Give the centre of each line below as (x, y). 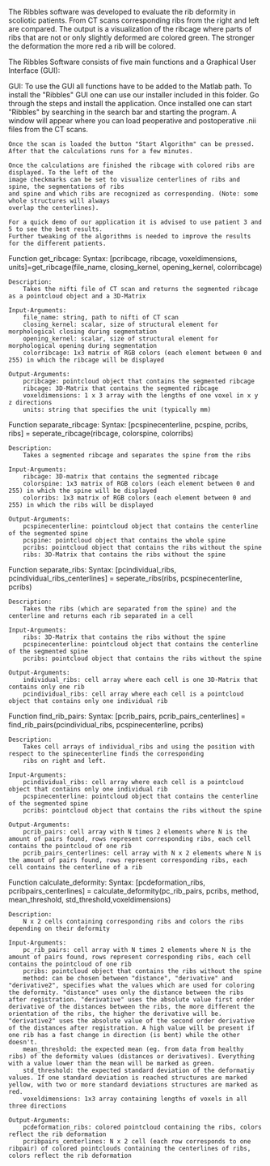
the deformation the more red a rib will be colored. (92, 46)
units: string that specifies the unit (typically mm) (117, 409)
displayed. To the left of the (61, 173)
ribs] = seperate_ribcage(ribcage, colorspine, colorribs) (101, 433)
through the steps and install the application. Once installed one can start (130, 103)
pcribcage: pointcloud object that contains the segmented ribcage (139, 381)
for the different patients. (57, 243)
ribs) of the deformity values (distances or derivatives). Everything (131, 1057)
